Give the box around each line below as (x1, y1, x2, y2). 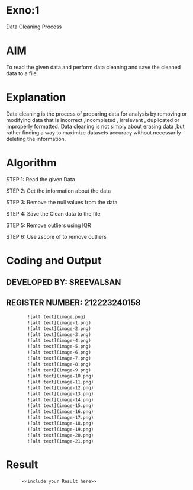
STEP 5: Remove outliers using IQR (6, 222, 91, 229)
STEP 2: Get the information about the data (6, 187, 111, 194)
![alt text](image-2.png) (27, 326, 92, 332)
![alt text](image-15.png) (27, 403, 94, 409)
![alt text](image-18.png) (27, 421, 94, 427)
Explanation (6, 91, 66, 104)
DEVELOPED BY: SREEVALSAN (6, 277, 121, 287)
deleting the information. (6, 135, 66, 142)
